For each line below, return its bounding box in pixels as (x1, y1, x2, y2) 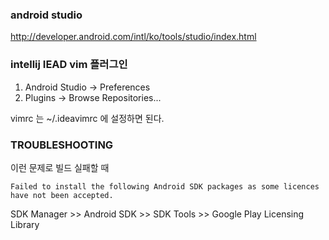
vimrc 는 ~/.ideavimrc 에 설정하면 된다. (10, 112, 165, 124)
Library (10, 218, 40, 230)
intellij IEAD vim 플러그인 (10, 58, 128, 72)
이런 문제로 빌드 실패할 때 (10, 161, 110, 173)
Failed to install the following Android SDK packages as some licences (10, 181, 320, 192)
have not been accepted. (10, 190, 114, 200)
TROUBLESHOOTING (10, 138, 114, 152)
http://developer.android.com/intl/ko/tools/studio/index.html (10, 31, 257, 43)
